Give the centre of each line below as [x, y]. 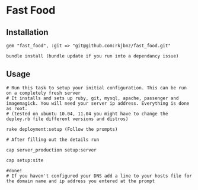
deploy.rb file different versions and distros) [67, 119]
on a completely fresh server [44, 93]
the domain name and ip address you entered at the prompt [81, 181]
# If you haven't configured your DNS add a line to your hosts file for [99, 176]
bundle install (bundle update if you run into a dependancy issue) [92, 56]
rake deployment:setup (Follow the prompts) [62, 129]
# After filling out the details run [53, 140]
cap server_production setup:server [51, 150]
